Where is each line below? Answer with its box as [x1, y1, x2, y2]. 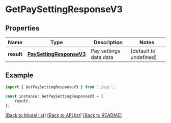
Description [94, 39, 123, 46]
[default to [130, 47, 156, 54]
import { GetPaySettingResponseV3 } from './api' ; [5, 84, 115, 89]
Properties [5, 24, 40, 33]
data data [91, 54, 113, 60]
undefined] [130, 54, 157, 60]
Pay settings [91, 47, 121, 54]
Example [5, 71, 34, 80]
